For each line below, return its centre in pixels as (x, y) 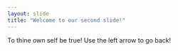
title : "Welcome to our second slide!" (67, 20)
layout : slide (28, 14)
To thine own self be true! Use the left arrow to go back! (89, 40)
